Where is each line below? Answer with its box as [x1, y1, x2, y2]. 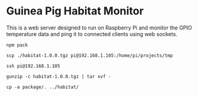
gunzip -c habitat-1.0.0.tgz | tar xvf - [6, 73, 112, 79]
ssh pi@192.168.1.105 [6, 63, 61, 69]
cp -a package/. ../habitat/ [6, 84, 79, 90]
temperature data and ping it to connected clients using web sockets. [6, 30, 178, 37]
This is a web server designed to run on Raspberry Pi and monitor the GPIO [6, 24, 192, 31]
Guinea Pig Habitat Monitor [6, 4, 144, 18]
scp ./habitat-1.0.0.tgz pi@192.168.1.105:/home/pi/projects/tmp [6, 52, 173, 58]
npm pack [6, 42, 28, 48]
